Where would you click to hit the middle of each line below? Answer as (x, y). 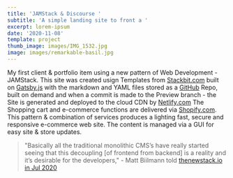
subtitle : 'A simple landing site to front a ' (78, 20)
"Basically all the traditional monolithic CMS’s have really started (116, 145)
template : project (34, 40)
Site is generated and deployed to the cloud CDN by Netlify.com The (106, 102)
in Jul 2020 (40, 168)
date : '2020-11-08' (36, 33)
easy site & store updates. (45, 132)
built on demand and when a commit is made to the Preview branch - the (112, 94)
